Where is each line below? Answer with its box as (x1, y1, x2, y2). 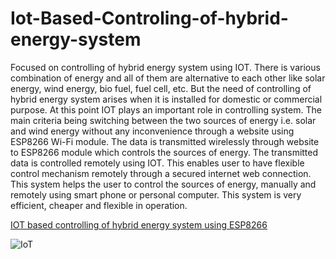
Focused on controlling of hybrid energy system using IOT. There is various (10, 61, 321, 73)
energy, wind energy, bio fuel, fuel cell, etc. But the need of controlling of (10, 82, 312, 94)
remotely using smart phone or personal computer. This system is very (10, 188, 302, 201)
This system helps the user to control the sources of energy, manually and (10, 178, 317, 190)
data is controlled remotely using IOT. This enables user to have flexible (10, 157, 305, 169)
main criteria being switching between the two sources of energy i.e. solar (10, 114, 317, 126)
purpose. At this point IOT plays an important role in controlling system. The (10, 103, 322, 116)
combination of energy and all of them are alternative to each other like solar (10, 72, 326, 84)
